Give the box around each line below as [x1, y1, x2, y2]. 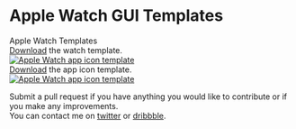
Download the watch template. [9, 44, 123, 55]
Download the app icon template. [9, 64, 132, 75]
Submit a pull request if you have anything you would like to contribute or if [9, 91, 288, 102]
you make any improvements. [9, 100, 119, 111]
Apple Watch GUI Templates [9, 5, 223, 26]
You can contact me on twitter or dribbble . [9, 110, 166, 121]
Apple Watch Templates [9, 35, 98, 46]
